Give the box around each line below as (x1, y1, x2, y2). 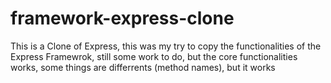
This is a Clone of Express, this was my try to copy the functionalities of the (10, 40, 322, 52)
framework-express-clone (10, 7, 235, 30)
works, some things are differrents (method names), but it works (10, 61, 276, 73)
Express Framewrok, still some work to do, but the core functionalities (10, 50, 298, 62)
